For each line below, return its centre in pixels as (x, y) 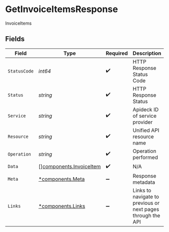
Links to (142, 190)
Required (117, 53)
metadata (144, 182)
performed (145, 157)
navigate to (146, 196)
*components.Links (62, 206)
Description (147, 53)
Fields (15, 39)
